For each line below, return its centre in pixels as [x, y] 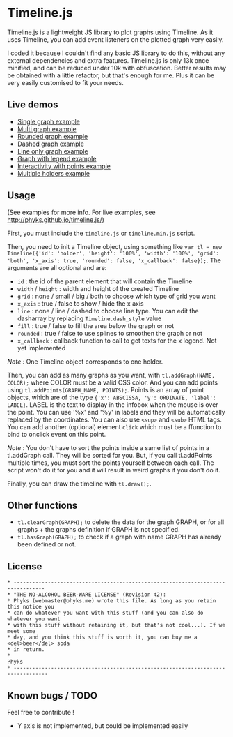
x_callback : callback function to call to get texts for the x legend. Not [117, 341]
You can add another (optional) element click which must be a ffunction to [114, 426]
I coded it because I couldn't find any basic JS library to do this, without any [116, 53]
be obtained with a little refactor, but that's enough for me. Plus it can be [111, 75]
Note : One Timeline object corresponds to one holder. [85, 362]
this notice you [31, 607]
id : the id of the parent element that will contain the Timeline [105, 281]
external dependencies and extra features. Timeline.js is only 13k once [108, 60]
